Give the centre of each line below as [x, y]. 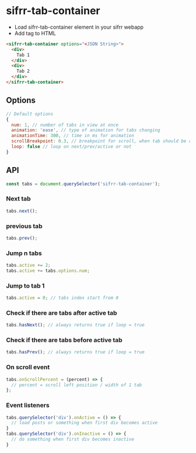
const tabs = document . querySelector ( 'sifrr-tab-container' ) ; [83, 184]
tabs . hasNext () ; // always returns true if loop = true [75, 325]
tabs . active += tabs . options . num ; [48, 271]
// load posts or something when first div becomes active [85, 423]
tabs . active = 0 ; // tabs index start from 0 [62, 298]
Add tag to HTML [35, 33]
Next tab [18, 199]
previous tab [24, 226]
